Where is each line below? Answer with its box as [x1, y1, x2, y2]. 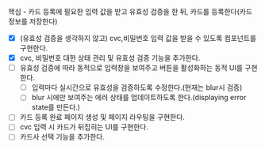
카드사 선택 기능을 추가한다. [19, 132, 106, 142]
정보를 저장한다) [8, 17, 58, 26]
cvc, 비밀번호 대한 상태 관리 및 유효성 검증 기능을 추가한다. [19, 54, 201, 63]
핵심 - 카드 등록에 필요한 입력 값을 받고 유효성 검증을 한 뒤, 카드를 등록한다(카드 [8, 7, 252, 16]
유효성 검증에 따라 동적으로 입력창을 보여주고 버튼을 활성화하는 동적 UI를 [19, 63, 244, 73]
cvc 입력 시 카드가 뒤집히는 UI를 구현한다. [19, 122, 149, 132]
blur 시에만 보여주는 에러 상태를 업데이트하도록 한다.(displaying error [31, 93, 247, 102]
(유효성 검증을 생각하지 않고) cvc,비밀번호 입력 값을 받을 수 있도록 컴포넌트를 [19, 34, 256, 43]
